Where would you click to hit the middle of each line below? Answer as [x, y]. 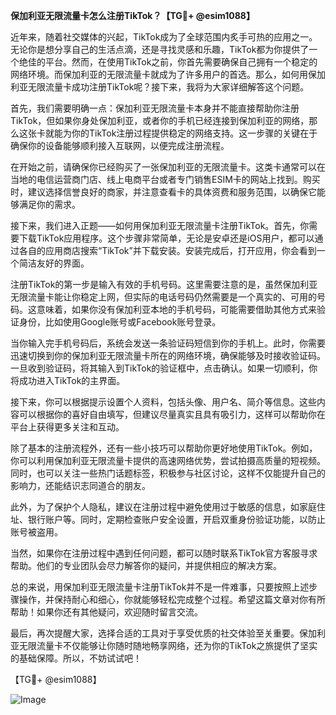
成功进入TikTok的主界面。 [72, 380]
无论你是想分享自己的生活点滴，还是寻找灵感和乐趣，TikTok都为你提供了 [160, 49]
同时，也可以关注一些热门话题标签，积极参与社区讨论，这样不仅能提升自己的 [168, 473]
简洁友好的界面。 [54, 263]
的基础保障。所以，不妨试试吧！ [76, 658]
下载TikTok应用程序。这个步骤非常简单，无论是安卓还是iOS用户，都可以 [166, 238]
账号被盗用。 [36, 532]
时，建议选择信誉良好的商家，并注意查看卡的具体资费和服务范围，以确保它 [163, 192]
